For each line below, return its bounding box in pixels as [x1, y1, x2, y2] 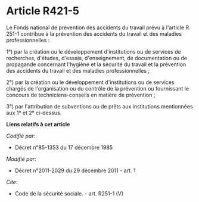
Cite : [6, 178, 18, 185]
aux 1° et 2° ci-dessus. [6, 109, 62, 116]
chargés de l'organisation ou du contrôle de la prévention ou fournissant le [6, 85, 189, 92]
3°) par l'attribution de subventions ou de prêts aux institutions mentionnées [6, 102, 193, 110]
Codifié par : [6, 132, 36, 139]
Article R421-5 [6, 4, 79, 18]
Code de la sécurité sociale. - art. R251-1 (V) [14, 189, 124, 197]
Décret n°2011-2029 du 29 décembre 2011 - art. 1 [14, 167, 136, 174]
